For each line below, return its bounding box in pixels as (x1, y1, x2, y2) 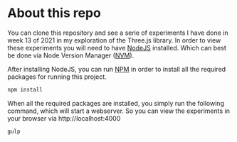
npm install (7, 86, 43, 93)
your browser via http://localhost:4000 (7, 114, 121, 122)
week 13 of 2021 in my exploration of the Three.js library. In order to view (7, 35, 221, 44)
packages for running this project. (7, 72, 107, 81)
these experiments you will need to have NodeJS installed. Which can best (7, 43, 226, 52)
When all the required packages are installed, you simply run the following (7, 99, 224, 107)
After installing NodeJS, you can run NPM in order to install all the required (7, 65, 226, 73)
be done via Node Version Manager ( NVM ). (7, 51, 135, 60)
